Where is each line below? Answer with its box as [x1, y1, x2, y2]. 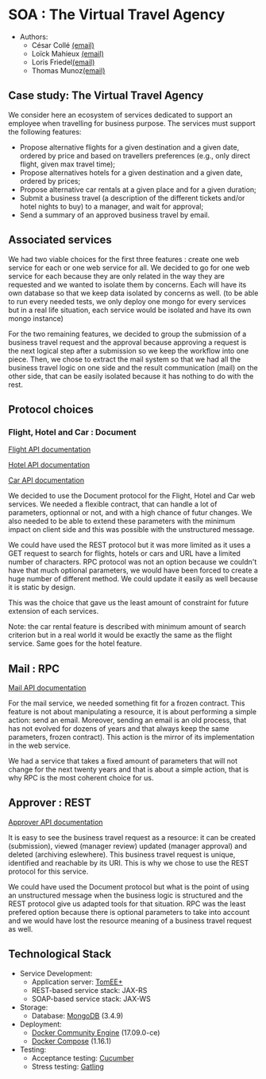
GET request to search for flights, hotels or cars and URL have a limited [8, 549, 241, 558]
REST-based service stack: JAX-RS [31, 985, 148, 995]
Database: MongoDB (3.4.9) [31, 1011, 124, 1020]
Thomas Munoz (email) [31, 65, 106, 75]
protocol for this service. [8, 866, 89, 876]
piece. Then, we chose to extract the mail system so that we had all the [8, 354, 241, 364]
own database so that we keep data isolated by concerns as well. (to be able [8, 288, 259, 298]
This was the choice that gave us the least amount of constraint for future [8, 598, 249, 608]
